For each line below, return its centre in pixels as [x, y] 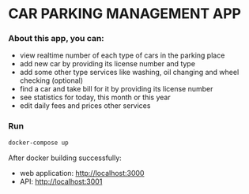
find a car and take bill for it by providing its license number [116, 89]
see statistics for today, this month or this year [95, 97]
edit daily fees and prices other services [85, 106]
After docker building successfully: [65, 158]
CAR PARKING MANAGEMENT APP [124, 14]
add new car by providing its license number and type [108, 64]
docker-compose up [38, 143]
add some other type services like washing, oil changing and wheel [129, 73]
